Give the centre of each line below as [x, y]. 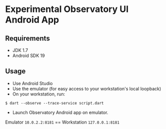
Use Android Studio [32, 83]
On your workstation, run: [39, 94]
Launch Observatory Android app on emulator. [60, 112]
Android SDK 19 [28, 55]
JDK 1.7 [20, 50]
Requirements [27, 38]
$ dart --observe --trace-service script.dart [54, 103]
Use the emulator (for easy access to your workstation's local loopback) [87, 88]
